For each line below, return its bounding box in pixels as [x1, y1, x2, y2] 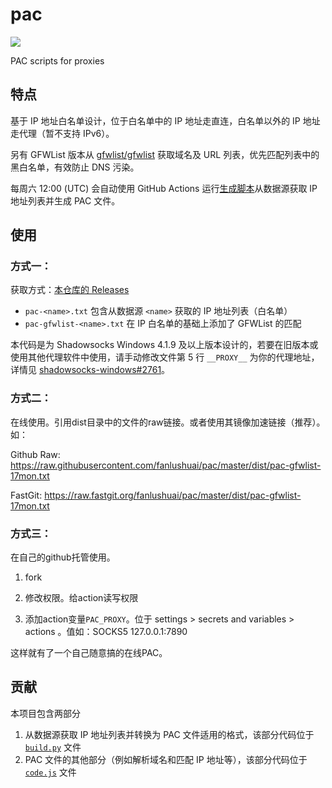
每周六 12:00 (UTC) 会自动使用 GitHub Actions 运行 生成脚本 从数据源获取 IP [10, 182, 318, 194]
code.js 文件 [24, 766, 77, 778]
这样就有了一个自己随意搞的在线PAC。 [10, 647, 168, 659]
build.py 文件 [24, 741, 82, 753]
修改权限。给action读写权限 [24, 592, 139, 604]
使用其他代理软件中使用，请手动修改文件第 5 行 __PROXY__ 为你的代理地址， [10, 351, 320, 363]
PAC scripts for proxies [10, 54, 105, 67]
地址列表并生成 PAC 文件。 [10, 194, 121, 207]
